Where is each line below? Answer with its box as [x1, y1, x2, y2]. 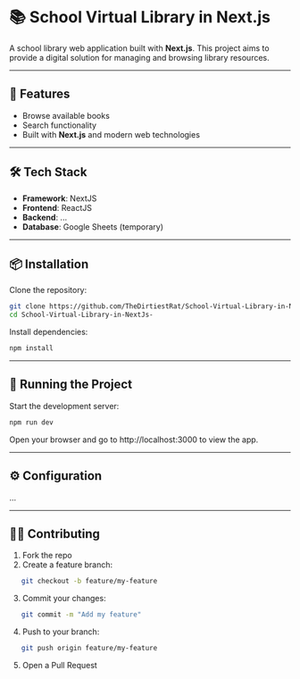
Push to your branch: [21, 626, 100, 637]
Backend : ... [21, 212, 68, 222]
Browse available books [21, 110, 110, 121]
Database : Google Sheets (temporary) [21, 221, 163, 232]
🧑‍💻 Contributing [9, 526, 101, 541]
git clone [9, 302, 46, 311]
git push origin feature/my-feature [21, 644, 158, 653]
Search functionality [21, 120, 96, 130]
